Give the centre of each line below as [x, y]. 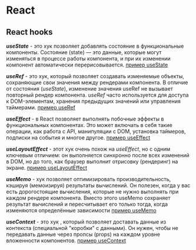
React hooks [29, 32]
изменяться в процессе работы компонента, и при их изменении [88, 59]
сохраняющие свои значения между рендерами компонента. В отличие [97, 82]
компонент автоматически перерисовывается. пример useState [87, 65]
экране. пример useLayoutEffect [46, 168]
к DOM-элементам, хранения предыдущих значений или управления [93, 101]
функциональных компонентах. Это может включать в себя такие [89, 125]
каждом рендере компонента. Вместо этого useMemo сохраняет [88, 198]
